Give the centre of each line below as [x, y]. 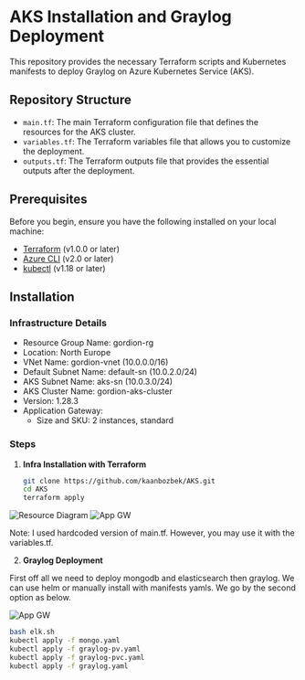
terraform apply [53, 498]
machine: [27, 231]
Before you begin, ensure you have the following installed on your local [143, 221]
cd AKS [35, 489]
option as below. [40, 598]
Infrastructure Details [58, 323]
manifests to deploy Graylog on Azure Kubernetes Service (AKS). [132, 71]
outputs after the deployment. [79, 170]
